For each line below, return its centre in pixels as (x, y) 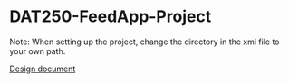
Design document (43, 69)
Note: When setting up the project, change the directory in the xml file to (144, 41)
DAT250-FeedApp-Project (111, 17)
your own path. (38, 51)
